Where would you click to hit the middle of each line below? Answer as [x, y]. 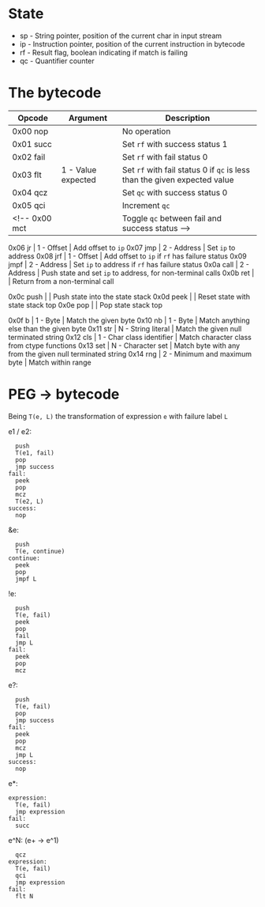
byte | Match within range [50, 362]
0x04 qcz [30, 192]
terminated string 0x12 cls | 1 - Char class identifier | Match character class [130, 337]
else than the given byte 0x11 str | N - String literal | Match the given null [125, 328]
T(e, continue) [40, 551]
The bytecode [55, 93]
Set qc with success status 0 [175, 192]
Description [188, 118]
